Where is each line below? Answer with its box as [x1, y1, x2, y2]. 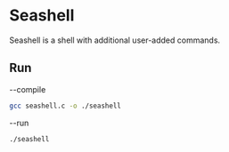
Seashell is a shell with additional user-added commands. [9, 35, 221, 45]
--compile [9, 84, 46, 94]
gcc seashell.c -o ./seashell [9, 101, 122, 110]
